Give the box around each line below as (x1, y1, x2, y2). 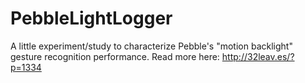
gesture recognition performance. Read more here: (10, 50, 220, 62)
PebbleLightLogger (10, 7, 173, 30)
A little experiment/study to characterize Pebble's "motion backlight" (10, 40, 293, 52)
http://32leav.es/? (221, 50, 295, 62)
